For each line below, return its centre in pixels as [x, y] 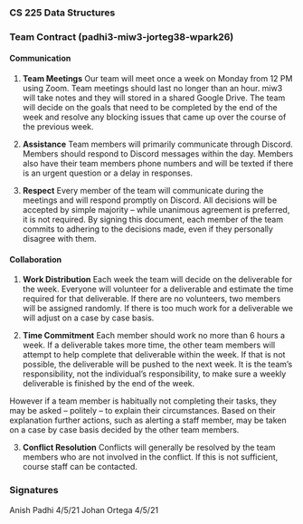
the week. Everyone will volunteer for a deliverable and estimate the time [158, 289]
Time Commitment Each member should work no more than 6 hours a [154, 336]
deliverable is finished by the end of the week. [109, 384]
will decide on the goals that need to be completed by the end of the [150, 108]
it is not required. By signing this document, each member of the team [152, 220]
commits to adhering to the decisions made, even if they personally [148, 229]
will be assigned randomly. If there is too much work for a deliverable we [158, 309]
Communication [40, 58]
